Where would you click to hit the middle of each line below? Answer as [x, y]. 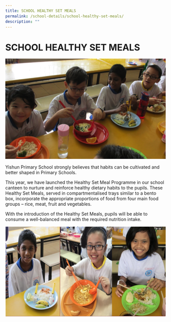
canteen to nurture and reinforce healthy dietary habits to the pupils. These [84, 187]
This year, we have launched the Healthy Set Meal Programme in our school [85, 182]
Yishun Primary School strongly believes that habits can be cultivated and [82, 167]
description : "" [22, 21]
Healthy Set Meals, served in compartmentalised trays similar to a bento [81, 193]
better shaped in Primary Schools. [41, 172]
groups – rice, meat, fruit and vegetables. [48, 204]
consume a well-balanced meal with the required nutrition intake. [73, 219]
